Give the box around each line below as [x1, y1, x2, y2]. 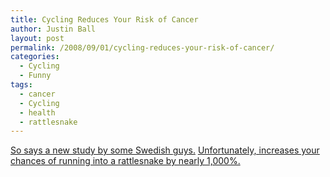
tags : [10, 80, 33, 90]
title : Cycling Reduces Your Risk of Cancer [10, 14, 199, 25]
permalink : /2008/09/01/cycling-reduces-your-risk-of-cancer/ [10, 42, 275, 53]
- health [19, 107, 56, 118]
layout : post [10, 33, 65, 43]
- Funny [19, 71, 52, 81]
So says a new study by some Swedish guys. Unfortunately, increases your [10, 144, 320, 156]
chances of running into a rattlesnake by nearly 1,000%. [10, 155, 241, 167]
